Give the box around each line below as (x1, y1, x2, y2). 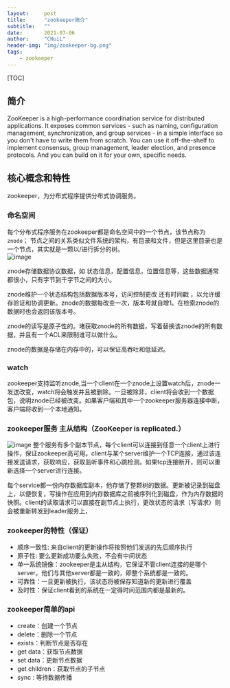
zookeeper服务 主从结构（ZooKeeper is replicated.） (7, 424, 185, 433)
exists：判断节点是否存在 (16, 638, 88, 647)
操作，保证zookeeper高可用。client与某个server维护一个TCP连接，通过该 (7, 449, 215, 458)
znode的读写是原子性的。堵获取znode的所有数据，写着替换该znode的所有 (7, 321, 217, 330)
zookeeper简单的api (7, 605, 76, 614)
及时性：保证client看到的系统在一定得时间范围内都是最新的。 (16, 585, 189, 594)
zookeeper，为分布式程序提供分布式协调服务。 (7, 192, 140, 200)
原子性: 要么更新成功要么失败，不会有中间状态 (16, 551, 148, 559)
